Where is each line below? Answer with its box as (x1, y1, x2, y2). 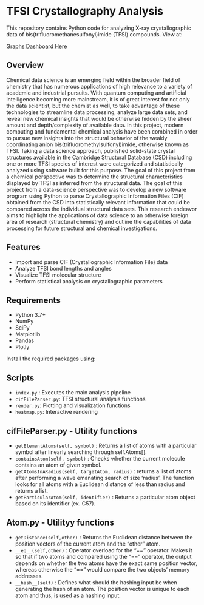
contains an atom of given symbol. (15, 461, 102, 468)
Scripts (6, 373, 35, 383)
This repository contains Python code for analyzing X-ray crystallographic (6, 24, 192, 32)
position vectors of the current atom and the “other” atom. (15, 540, 161, 547)
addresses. (15, 572, 44, 580)
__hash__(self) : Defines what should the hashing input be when (15, 578, 177, 586)
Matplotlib (15, 331, 41, 338)
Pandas (15, 337, 35, 344)
